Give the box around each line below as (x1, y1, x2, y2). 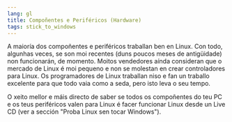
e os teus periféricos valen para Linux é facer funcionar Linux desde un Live (7, 100, 226, 109)
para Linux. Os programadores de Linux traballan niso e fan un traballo (7, 72, 210, 80)
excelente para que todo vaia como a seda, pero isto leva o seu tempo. (7, 79, 211, 88)
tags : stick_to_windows (7, 23, 77, 30)
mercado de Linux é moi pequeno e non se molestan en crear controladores (7, 64, 225, 73)
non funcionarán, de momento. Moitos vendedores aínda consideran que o (7, 57, 222, 66)
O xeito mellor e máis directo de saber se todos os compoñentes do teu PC (7, 93, 223, 101)
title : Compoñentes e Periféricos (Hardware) (7, 17, 141, 24)
